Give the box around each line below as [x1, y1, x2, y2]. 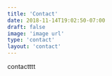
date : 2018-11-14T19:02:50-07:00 [7, 17, 106, 24]
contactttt [7, 63, 36, 70]
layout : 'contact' [7, 43, 61, 50]
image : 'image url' [7, 30, 65, 37]
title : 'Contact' [7, 10, 58, 18]
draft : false [7, 23, 46, 30]
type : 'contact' [7, 37, 55, 44]
